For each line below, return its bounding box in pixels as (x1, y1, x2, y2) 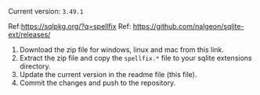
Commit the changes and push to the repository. (19, 78, 176, 87)
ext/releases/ (8, 30, 51, 39)
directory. (19, 62, 51, 71)
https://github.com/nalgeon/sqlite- (132, 22, 244, 30)
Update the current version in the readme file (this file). (19, 70, 197, 79)
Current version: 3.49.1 (8, 7, 84, 16)
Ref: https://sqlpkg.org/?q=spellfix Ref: (8, 22, 132, 30)
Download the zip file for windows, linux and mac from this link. (19, 45, 225, 54)
